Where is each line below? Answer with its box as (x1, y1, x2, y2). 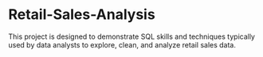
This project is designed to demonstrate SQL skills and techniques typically (8, 32, 255, 41)
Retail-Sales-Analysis (8, 6, 155, 24)
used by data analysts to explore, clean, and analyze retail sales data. (8, 40, 237, 49)
